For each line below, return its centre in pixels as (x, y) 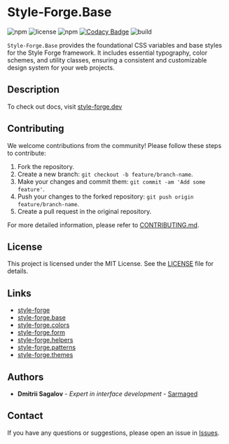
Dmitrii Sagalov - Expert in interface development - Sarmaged (107, 394)
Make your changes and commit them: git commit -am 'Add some (111, 181)
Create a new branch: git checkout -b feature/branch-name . (105, 174)
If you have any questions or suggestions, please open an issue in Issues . (113, 433)
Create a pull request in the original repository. (84, 211)
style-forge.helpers (45, 340)
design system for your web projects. (61, 67)
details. (18, 271)
